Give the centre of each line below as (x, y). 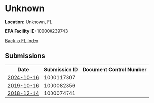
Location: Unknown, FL (29, 22)
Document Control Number (114, 69)
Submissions (25, 56)
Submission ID (61, 69)
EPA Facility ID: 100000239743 (36, 31)
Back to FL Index (22, 40)
